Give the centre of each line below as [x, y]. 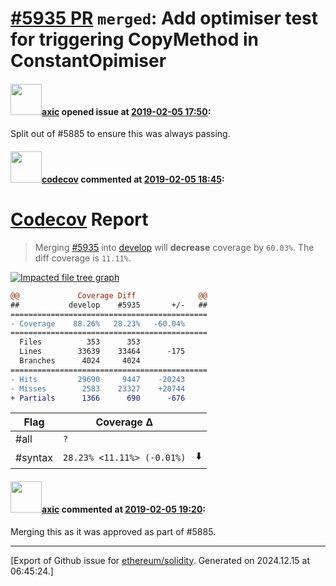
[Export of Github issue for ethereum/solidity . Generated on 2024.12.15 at [160, 560]
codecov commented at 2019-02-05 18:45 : [133, 179]
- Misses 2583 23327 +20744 [98, 388]
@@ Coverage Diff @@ [109, 295]
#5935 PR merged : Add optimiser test [164, 18]
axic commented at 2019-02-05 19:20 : [124, 509]
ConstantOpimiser [88, 61]
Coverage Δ [124, 422]
